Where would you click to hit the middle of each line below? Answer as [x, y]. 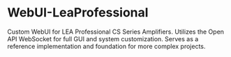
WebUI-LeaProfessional [78, 13]
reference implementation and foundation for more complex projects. [106, 46]
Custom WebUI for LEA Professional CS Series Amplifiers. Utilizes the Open [116, 32]
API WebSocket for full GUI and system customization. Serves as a [103, 38]
